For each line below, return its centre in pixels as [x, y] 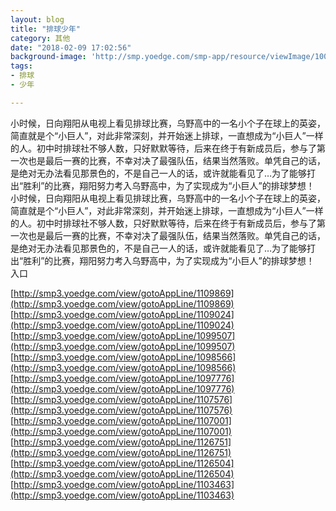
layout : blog [37, 19]
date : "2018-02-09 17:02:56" [71, 47]
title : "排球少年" [46, 29]
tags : [21, 66]
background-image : [48, 57]
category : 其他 [40, 38]
